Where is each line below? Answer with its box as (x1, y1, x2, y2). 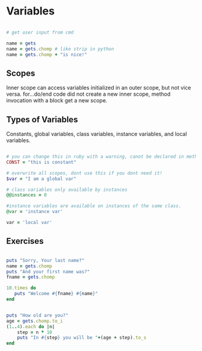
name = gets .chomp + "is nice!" (6, 51, 87, 58)
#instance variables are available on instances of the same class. (6, 203, 182, 209)
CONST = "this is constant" (6, 159, 77, 165)
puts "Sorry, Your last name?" (6, 257, 85, 263)
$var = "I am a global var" (6, 176, 77, 182)
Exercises (6, 236, 44, 246)
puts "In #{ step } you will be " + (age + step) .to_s (17, 335, 147, 341)
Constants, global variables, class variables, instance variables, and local (6, 131, 188, 138)
